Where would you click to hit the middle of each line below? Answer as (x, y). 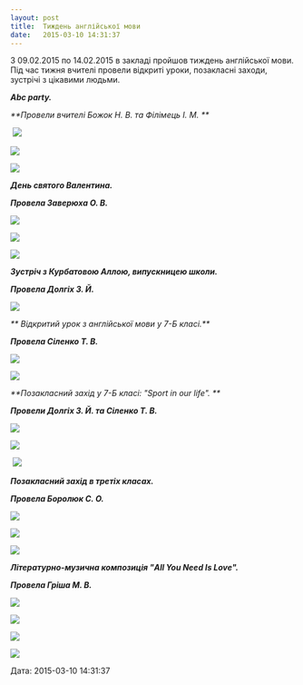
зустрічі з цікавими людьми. (65, 80)
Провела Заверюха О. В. (59, 203)
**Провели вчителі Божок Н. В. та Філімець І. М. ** (110, 115)
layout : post (35, 18)
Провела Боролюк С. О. (57, 499)
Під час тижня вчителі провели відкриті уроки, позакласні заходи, (139, 70)
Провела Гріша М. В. (51, 585)
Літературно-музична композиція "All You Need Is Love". (124, 568)
